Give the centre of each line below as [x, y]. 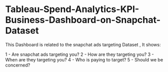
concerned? [18, 65]
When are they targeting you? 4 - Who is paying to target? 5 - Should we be [84, 59]
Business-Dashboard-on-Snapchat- [83, 20]
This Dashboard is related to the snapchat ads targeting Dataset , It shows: [83, 44]
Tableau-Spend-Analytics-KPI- [72, 9]
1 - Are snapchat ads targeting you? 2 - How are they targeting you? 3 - [80, 54]
